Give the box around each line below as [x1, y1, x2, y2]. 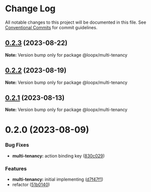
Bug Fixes [5, 142, 30, 149]
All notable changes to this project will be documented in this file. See [5, 19, 147, 25]
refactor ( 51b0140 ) [12, 182, 50, 188]
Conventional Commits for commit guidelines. [5, 24, 97, 30]
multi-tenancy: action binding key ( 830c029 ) [12, 153, 105, 158]
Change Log [5, 3, 56, 14]
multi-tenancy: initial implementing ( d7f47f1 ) [12, 176, 103, 183]
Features [5, 165, 27, 172]
